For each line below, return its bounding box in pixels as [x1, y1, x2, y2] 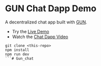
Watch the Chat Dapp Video [12, 34, 68, 40]
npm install [5, 47, 29, 52]
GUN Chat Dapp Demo [5, 3, 97, 14]
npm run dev [5, 52, 29, 57]
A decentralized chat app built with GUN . [5, 19, 87, 25]
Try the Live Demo [12, 28, 50, 34]
